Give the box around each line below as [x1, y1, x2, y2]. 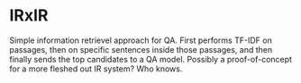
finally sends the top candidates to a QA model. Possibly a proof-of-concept [9, 54, 293, 64]
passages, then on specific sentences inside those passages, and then [9, 44, 273, 54]
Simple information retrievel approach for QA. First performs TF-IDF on [9, 35, 272, 46]
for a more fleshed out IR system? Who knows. [9, 63, 183, 74]
